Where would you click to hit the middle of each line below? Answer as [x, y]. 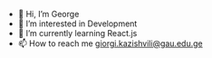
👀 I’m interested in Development [77, 24]
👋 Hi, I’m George [48, 14]
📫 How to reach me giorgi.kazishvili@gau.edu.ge [110, 43]
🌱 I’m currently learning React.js [77, 33]
